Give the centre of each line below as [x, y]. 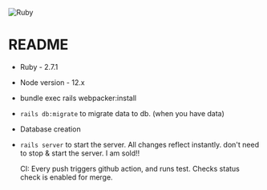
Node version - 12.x [53, 82]
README [38, 45]
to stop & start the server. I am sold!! [80, 153]
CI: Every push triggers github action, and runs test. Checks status [130, 168]
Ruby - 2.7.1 [39, 67]
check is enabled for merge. [67, 177]
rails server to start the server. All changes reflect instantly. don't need [139, 144]
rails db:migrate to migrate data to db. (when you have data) [122, 113]
